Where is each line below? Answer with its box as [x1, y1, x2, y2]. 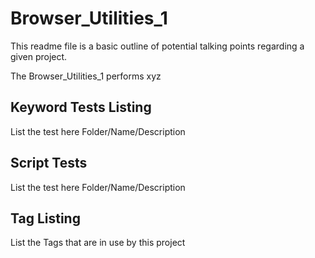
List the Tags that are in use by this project [10, 237, 186, 249]
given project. [10, 50, 68, 62]
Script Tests [10, 155, 88, 172]
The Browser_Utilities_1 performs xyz [10, 70, 162, 82]
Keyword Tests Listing [10, 99, 152, 116]
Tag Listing [10, 210, 81, 227]
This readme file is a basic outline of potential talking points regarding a [10, 40, 305, 52]
